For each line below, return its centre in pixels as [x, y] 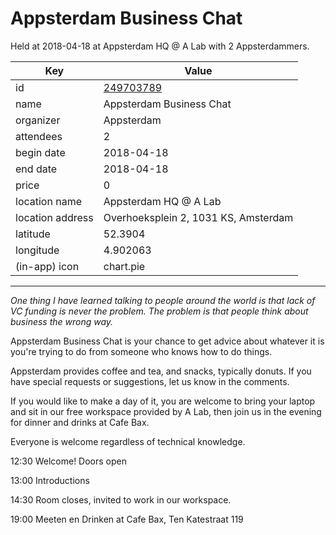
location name [48, 201]
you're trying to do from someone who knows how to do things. [141, 351]
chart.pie [124, 266]
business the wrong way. [62, 321]
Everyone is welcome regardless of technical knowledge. [128, 441]
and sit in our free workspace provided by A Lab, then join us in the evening [166, 411]
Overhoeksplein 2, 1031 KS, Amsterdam [198, 217]
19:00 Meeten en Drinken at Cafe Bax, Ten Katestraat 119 [127, 519]
